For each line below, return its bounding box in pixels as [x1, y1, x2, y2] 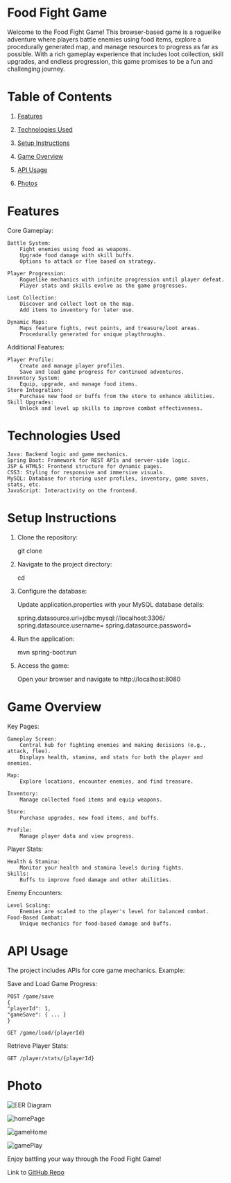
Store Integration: [7, 386, 64, 393]
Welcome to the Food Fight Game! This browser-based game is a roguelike [7, 28, 221, 36]
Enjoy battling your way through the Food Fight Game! [7, 1155, 162, 1163]
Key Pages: [7, 722, 40, 730]
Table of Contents [7, 89, 112, 105]
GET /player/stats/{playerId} [7, 1055, 95, 1062]
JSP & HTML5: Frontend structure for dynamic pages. [7, 463, 163, 469]
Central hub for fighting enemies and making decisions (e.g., [19, 741, 207, 748]
